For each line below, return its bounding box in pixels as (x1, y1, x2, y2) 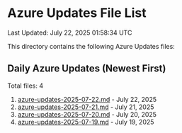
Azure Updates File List (7, 5, 147, 21)
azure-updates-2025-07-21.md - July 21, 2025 (17, 103, 154, 111)
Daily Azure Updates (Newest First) (7, 62, 166, 75)
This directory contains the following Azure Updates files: (7, 42, 175, 50)
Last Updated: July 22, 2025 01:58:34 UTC (7, 28, 132, 37)
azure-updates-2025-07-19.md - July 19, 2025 (17, 117, 154, 126)
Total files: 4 (7, 81, 44, 90)
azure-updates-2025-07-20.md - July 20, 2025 (17, 110, 157, 118)
